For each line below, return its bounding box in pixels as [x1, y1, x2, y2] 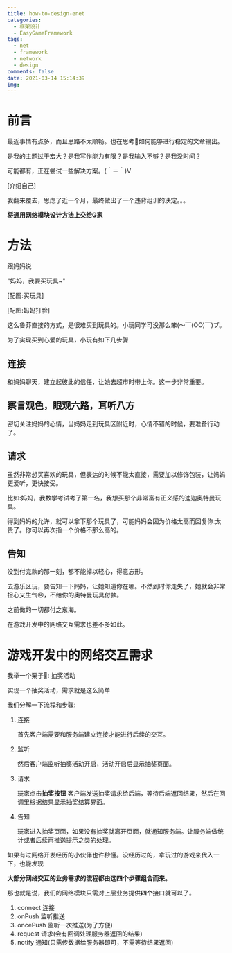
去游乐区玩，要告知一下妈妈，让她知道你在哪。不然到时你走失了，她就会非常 [7, 582, 226, 591]
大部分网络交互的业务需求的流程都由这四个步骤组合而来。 [7, 874, 171, 882]
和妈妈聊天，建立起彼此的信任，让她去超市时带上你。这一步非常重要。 [7, 377, 208, 385]
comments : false [7, 68, 54, 75]
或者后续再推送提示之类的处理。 [23, 836, 115, 844]
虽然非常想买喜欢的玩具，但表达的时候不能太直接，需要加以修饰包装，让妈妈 [7, 470, 226, 478]
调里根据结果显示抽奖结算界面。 [17, 798, 109, 806]
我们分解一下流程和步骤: [7, 701, 76, 709]
